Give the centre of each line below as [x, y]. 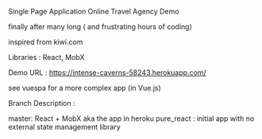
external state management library [64, 127]
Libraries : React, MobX [46, 57]
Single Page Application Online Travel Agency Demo [94, 11]
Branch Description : [42, 103]
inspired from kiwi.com [46, 42]
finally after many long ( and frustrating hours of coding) [100, 26]
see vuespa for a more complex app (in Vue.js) [85, 88]
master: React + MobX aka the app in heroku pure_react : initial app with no [131, 118]
